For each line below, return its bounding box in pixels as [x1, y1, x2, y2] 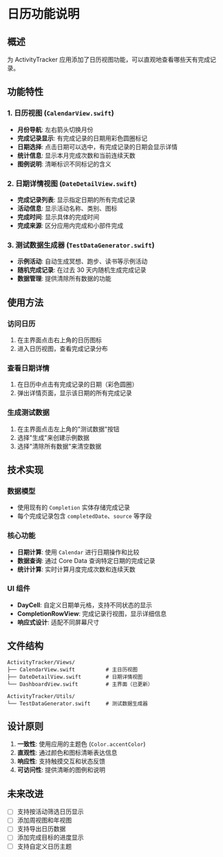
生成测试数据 [7, 408, 50, 417]
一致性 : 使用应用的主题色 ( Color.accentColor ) [17, 740, 146, 748]
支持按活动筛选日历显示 [17, 807, 84, 816]
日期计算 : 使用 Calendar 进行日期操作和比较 [17, 548, 140, 556]
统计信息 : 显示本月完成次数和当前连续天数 [17, 151, 136, 159]
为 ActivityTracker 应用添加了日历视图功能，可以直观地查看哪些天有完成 [7, 56, 211, 63]
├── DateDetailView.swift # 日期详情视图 [7, 673, 143, 680]
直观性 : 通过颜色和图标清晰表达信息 [17, 748, 118, 757]
